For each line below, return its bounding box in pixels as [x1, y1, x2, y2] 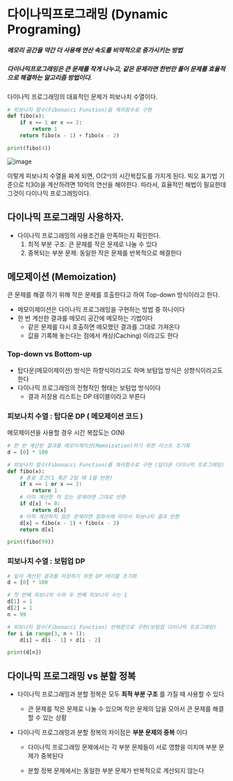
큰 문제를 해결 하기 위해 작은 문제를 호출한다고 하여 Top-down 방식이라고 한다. [7, 290, 220, 299]
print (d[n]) [7, 649, 42, 656]
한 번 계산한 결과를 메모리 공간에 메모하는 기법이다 [17, 314, 153, 322]
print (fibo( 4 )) [7, 144, 51, 152]
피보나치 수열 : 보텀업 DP [7, 556, 86, 566]
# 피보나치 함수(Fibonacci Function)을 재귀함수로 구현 [7, 106, 152, 113]
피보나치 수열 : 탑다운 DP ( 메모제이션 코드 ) [7, 411, 144, 421]
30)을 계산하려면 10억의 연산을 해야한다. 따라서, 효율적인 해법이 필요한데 [30, 180, 227, 189]
